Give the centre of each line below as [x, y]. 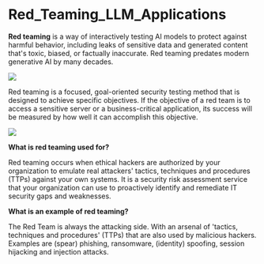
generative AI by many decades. [61, 62]
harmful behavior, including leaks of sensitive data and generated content [128, 44]
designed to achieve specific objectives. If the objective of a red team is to [129, 100]
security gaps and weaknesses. [60, 196]
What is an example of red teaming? [68, 211]
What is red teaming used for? [59, 147]
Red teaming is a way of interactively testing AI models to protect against [128, 36]
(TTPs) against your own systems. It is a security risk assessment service [128, 179]
